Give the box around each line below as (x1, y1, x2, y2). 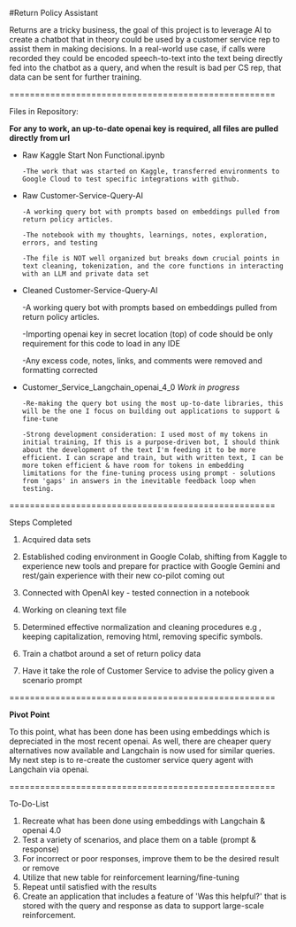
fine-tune (21, 415, 59, 424)
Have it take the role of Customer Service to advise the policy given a (21, 666, 275, 676)
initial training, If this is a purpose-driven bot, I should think (21, 438, 280, 447)
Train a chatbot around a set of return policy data (21, 649, 201, 658)
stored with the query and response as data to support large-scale (21, 900, 265, 911)
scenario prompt (21, 675, 83, 685)
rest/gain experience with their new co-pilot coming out (21, 571, 225, 580)
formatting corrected (21, 365, 99, 375)
